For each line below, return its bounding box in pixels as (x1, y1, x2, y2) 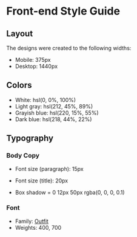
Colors (6, 80, 32, 90)
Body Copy (6, 152, 40, 160)
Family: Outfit (15, 217, 48, 225)
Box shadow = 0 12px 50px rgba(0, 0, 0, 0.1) (15, 189, 125, 196)
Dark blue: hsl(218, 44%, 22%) (15, 115, 92, 122)
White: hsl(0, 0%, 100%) (15, 96, 76, 104)
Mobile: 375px (15, 56, 51, 63)
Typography (6, 133, 53, 144)
